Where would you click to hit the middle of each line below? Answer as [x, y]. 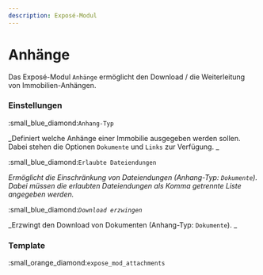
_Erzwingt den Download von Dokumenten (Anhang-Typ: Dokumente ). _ [123, 225]
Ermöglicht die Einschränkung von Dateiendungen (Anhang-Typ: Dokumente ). [133, 177]
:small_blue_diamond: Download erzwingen [75, 209]
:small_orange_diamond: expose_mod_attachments [87, 263]
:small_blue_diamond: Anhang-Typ [61, 123]
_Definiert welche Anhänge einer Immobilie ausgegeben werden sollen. [124, 138]
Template [27, 245]
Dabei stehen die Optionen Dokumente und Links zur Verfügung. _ [114, 147]
